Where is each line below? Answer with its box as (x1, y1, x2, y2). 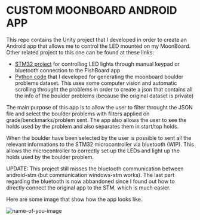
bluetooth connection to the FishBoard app (14, 66, 121, 74)
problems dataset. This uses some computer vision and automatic (14, 79, 177, 87)
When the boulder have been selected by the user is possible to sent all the (6, 134, 192, 141)
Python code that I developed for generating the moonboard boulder (14, 73, 184, 80)
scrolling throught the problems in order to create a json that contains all (14, 85, 193, 93)
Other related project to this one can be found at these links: (6, 48, 154, 56)
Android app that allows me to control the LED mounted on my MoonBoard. (6, 42, 191, 50)
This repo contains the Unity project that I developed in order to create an (6, 36, 187, 43)
